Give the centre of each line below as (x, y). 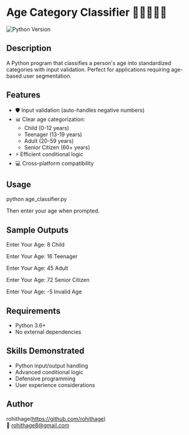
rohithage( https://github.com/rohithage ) (56, 419)
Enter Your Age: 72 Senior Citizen (48, 280)
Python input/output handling (51, 365)
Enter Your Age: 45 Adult (37, 268)
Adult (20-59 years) (49, 141)
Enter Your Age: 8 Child (35, 245)
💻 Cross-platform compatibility (54, 163)
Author (20, 404)
